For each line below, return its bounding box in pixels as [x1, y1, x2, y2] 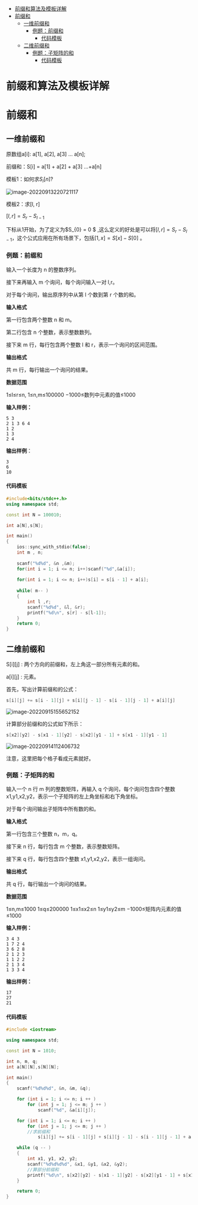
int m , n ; [16, 549, 44, 555]
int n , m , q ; [6, 1058, 38, 1064]
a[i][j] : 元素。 [6, 673, 39, 680]
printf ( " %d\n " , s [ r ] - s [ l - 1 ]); [27, 610, 107, 615]
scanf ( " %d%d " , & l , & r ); [27, 604, 85, 610]
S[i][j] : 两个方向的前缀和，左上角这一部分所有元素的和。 [6, 660, 143, 667]
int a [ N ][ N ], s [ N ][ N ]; [6, 1064, 60, 1070]
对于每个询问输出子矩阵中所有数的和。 [6, 805, 99, 812]
